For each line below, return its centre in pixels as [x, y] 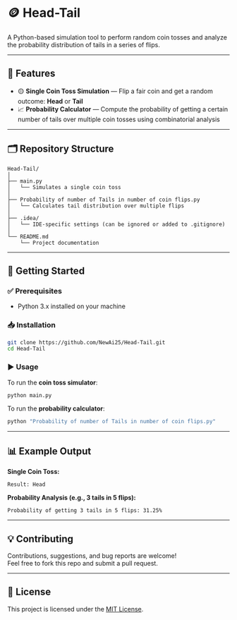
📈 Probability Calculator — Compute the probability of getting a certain [123, 109]
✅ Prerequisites [35, 291]
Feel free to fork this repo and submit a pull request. [83, 563]
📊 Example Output [49, 451]
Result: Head [26, 485]
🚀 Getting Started [46, 271]
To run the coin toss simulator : [53, 382]
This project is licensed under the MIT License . [75, 609]
